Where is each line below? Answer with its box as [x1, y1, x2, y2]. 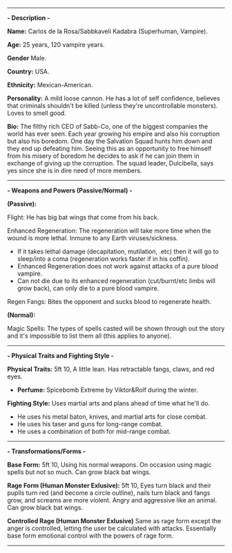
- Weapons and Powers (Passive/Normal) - [7, 186, 133, 194]
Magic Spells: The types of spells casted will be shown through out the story [7, 325, 225, 332]
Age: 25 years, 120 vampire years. [7, 41, 105, 48]
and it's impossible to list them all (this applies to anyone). [7, 332, 172, 340]
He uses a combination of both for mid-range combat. [17, 427, 171, 435]
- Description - [7, 14, 50, 21]
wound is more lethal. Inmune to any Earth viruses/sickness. [7, 234, 178, 242]
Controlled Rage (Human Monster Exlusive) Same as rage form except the [7, 517, 222, 525]
